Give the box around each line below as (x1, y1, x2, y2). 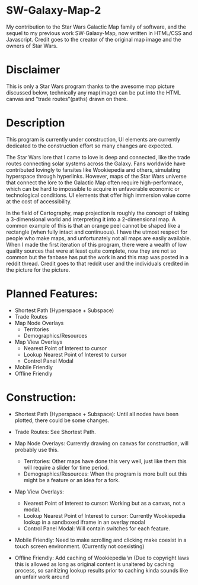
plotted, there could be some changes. (14, 417, 110, 424)
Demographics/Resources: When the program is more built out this (23, 470, 187, 477)
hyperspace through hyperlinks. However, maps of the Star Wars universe (6, 172, 187, 180)
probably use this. (14, 446, 59, 453)
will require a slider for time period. (23, 464, 109, 471)
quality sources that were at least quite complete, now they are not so (6, 247, 177, 254)
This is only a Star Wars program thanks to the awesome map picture (6, 83, 175, 90)
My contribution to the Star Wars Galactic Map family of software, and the (6, 23, 187, 30)
